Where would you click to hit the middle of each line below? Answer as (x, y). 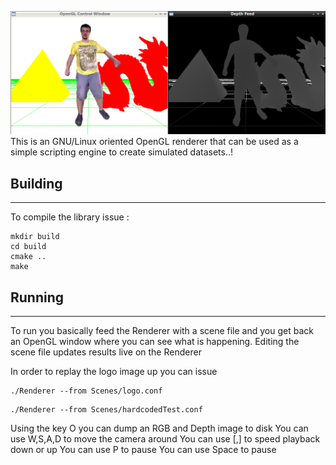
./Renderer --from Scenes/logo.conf (86, 391)
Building (36, 183)
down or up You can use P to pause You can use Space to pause (143, 449)
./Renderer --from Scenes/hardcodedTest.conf (106, 409)
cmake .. (28, 257)
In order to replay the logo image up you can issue (114, 371)
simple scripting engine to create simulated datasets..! (122, 152)
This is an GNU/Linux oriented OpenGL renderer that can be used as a (154, 142)
